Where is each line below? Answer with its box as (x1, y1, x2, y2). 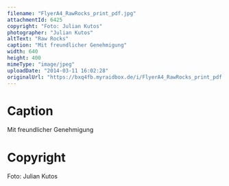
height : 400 (7, 55, 41, 62)
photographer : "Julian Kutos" (7, 29, 94, 36)
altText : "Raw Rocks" (7, 36, 69, 42)
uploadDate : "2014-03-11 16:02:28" (7, 67, 109, 74)
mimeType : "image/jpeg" (7, 61, 75, 68)
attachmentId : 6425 (7, 16, 63, 23)
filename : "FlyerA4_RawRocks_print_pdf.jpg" (7, 10, 136, 17)
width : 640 (7, 49, 38, 55)
